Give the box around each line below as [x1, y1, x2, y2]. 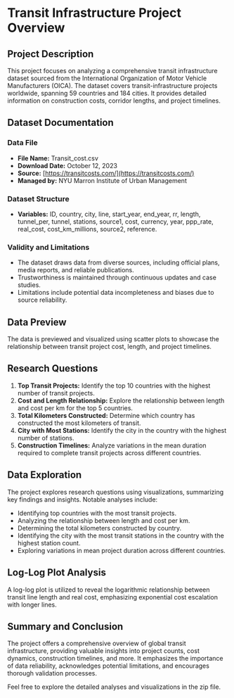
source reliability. [17, 296, 67, 304]
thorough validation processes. [7, 669, 97, 678]
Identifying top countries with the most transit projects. [17, 509, 177, 517]
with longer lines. [7, 600, 58, 609]
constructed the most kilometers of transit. [17, 419, 141, 427]
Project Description [7, 48, 94, 60]
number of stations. [17, 433, 75, 442]
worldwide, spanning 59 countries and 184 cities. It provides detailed [7, 89, 207, 97]
